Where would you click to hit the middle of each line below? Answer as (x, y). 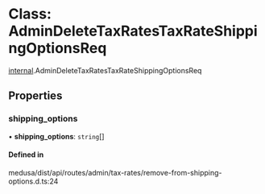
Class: (30, 14)
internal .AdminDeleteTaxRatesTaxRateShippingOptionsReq (105, 70)
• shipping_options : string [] (56, 136)
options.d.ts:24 (33, 181)
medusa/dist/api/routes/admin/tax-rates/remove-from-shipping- (116, 172)
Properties (35, 96)
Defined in (26, 155)
